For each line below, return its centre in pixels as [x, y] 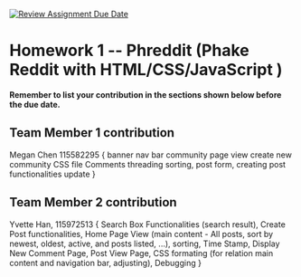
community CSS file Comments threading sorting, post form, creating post [148, 164]
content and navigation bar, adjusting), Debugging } [105, 263]
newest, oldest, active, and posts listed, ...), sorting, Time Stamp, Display [145, 244]
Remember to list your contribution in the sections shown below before [146, 94]
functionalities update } [53, 174]
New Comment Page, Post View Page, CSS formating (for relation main [141, 253]
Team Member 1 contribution [92, 133]
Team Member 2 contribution [94, 202]
